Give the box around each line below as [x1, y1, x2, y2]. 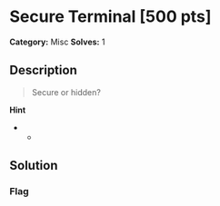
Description [9, 63, 77, 78]
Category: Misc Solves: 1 [9, 36, 105, 47]
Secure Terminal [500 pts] [9, 6, 212, 27]
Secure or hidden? [31, 86, 102, 97]
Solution [9, 158, 58, 173]
